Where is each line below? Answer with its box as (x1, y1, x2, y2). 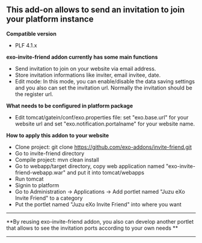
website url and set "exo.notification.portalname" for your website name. (14, 120, 195, 127)
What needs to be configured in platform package (6, 102, 133, 109)
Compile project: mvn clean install (14, 156, 99, 163)
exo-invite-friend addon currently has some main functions (6, 53, 158, 61)
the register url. (14, 90, 54, 98)
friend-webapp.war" (14, 169, 66, 176)
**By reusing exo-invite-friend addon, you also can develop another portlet (6, 218, 194, 225)
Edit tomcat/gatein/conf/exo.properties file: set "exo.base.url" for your (14, 113, 189, 121)
